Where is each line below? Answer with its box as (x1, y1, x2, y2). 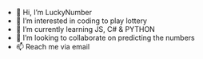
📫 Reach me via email (15, 42, 90, 51)
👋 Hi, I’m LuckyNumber (15, 8, 92, 17)
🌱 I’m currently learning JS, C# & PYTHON (15, 25, 156, 33)
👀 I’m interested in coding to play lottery (15, 16, 148, 26)
